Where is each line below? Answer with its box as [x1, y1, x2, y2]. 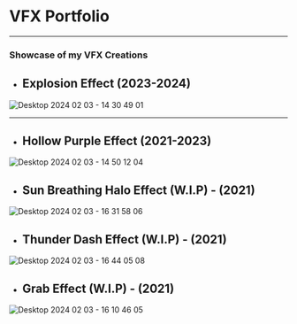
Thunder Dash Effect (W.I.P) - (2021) [21, 232, 227, 247]
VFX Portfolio [9, 6, 110, 27]
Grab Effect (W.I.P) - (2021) [21, 281, 175, 296]
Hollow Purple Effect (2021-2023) [21, 134, 212, 149]
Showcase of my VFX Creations [9, 49, 148, 61]
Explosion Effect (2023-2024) [21, 76, 192, 91]
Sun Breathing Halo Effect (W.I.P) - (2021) [21, 182, 255, 197]
